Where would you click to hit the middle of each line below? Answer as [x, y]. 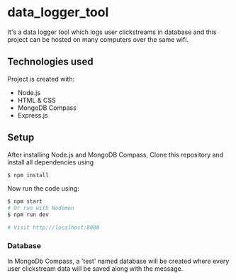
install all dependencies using [51, 162]
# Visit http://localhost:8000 [54, 228]
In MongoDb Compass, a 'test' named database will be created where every [118, 261]
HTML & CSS [36, 100]
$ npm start [25, 202]
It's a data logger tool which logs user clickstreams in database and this [112, 32]
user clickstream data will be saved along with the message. [95, 269]
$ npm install [28, 175]
